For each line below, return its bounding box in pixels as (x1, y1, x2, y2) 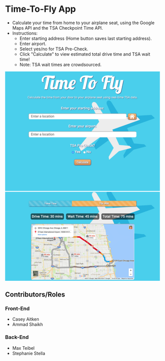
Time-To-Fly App (5, 3, 76, 15)
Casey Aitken (12, 316, 39, 322)
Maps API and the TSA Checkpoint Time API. (12, 25, 103, 31)
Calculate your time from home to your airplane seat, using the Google (12, 20, 155, 26)
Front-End (5, 305, 30, 312)
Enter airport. (19, 40, 47, 46)
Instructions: (12, 30, 38, 36)
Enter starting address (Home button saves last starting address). (19, 35, 152, 41)
